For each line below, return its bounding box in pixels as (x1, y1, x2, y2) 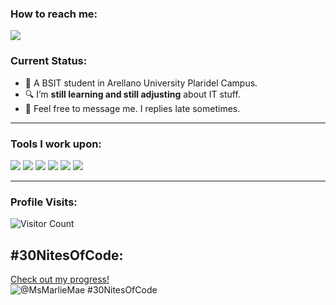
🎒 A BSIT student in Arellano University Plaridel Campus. (24, 77, 258, 89)
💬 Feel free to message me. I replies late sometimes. (24, 102, 241, 114)
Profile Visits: (10, 195, 78, 209)
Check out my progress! (10, 273, 110, 285)
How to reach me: (10, 7, 98, 21)
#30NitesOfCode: (10, 247, 124, 264)
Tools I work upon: (10, 137, 102, 151)
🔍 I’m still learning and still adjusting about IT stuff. (24, 88, 241, 100)
